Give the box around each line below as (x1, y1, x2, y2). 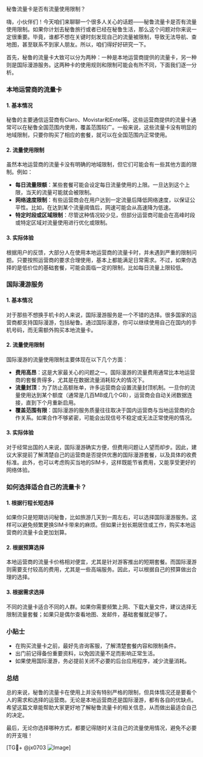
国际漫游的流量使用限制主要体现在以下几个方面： (6, 356, 128, 363)
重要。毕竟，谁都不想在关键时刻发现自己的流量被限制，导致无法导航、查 (16, 33, 197, 41)
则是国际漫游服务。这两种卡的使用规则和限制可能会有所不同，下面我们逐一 (6, 61, 192, 68)
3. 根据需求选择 (6, 588, 45, 595)
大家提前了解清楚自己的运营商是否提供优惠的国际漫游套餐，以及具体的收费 (11, 451, 197, 459)
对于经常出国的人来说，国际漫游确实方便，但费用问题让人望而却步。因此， (6, 444, 192, 451)
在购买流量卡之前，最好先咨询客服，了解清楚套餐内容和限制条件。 (14, 642, 179, 649)
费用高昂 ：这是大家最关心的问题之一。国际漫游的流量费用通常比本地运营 (14, 369, 195, 376)
